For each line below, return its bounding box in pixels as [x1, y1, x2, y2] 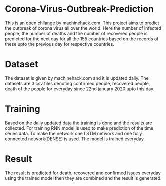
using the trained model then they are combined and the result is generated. [5, 175, 162, 181]
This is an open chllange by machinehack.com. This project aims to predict [5, 20, 159, 26]
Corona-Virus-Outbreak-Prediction [5, 3, 154, 15]
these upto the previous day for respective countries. [5, 41, 115, 47]
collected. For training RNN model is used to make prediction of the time [5, 125, 154, 131]
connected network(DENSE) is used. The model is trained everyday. [5, 136, 145, 142]
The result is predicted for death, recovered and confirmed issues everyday [5, 170, 161, 176]
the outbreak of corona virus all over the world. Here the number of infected [5, 25, 161, 31]
